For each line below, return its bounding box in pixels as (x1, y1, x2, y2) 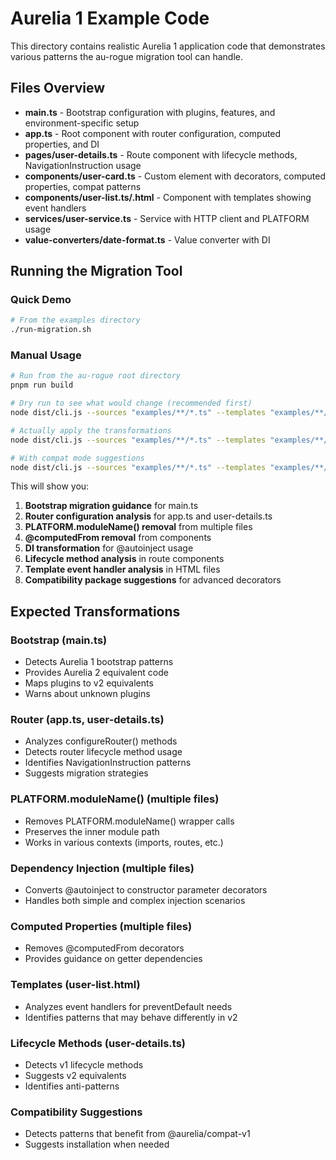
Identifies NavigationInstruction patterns (24, 757, 192, 769)
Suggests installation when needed (24, 1138, 170, 1151)
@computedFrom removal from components (24, 532, 212, 544)
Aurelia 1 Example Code (10, 7, 210, 30)
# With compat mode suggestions (10, 453, 145, 463)
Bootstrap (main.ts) (10, 633, 108, 647)
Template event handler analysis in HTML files (24, 563, 221, 576)
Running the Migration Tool (10, 263, 183, 280)
